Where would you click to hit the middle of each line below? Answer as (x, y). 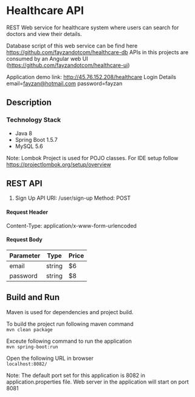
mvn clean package (29, 329)
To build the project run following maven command (70, 324)
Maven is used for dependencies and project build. (70, 312)
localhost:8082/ (27, 364)
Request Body (24, 240)
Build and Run (33, 297)
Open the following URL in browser (50, 358)
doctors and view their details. (44, 33)
